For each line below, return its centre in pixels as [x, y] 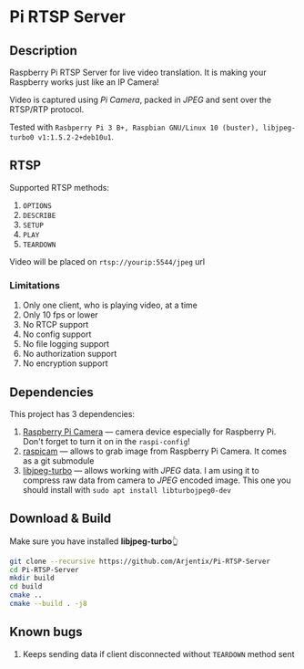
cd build [26, 587]
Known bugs [46, 632]
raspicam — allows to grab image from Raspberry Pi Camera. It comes [154, 451]
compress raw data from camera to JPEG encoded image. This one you [157, 480]
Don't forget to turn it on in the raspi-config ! [106, 441]
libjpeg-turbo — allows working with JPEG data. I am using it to [141, 470]
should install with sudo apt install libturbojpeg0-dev [127, 489]
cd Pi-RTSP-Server [44, 570]
